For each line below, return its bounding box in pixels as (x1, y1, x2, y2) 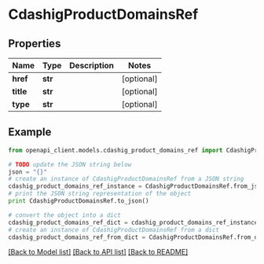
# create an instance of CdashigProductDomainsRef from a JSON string (8, 175, 244, 183)
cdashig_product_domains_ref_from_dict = (8, 233, 146, 241)
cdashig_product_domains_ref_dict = (8, 218, 128, 226)
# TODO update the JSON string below (8, 160, 132, 168)
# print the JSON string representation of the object (8, 190, 192, 198)
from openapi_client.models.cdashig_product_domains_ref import (8, 146, 223, 154)
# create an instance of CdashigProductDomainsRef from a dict (8, 225, 220, 233)
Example (8, 126, 52, 139)
